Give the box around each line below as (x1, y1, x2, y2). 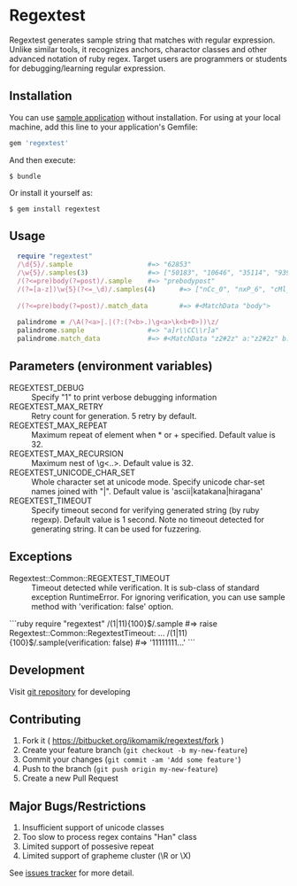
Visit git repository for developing (9, 686, 131, 696)
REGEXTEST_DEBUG (9, 382, 85, 392)
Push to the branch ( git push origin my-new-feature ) (21, 764, 218, 774)
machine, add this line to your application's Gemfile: (9, 121, 199, 132)
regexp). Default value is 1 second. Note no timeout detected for (31, 514, 265, 525)
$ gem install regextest (9, 205, 101, 214)
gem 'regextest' (9, 138, 69, 147)
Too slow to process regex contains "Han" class (21, 832, 197, 843)
